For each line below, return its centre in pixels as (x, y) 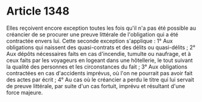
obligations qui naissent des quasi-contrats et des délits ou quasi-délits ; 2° (101, 47)
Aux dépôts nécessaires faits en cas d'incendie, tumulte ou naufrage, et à (99, 53)
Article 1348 (38, 11)
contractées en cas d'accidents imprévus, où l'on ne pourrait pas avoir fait (99, 73)
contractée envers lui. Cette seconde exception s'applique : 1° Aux (90, 41)
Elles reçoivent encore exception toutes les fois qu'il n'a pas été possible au (101, 28)
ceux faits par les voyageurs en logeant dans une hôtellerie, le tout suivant (99, 60)
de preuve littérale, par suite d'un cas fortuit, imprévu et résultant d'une (96, 86)
